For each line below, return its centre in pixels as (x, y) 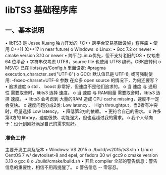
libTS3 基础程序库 (41, 10)
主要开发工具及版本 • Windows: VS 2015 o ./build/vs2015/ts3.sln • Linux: (79, 150)
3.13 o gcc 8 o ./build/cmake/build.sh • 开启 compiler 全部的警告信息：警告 (81, 161)
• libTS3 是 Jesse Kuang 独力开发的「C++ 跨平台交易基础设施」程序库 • (79, 43)
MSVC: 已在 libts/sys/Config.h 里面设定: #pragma (55, 68)
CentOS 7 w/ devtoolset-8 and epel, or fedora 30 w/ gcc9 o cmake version (82, 155)
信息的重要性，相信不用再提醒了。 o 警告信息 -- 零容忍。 (63, 168)
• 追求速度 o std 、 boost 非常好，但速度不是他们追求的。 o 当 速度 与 (76, 87)
